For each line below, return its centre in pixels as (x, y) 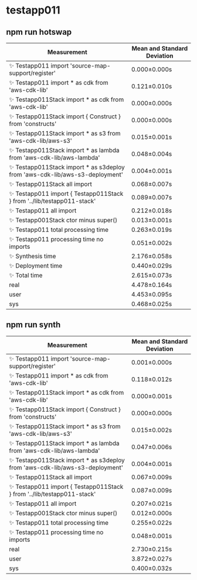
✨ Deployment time (36, 266)
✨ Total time (26, 275)
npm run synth (33, 325)
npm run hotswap (39, 32)
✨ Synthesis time (33, 256)
